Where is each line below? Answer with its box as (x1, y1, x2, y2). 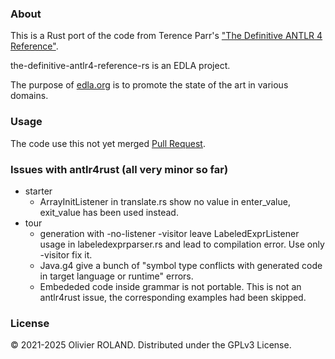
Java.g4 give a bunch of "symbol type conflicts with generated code (39, 259, 323, 271)
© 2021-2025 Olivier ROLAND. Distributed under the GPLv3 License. (10, 339, 292, 351)
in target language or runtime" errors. (39, 270, 194, 282)
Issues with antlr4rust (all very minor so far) (10, 162, 229, 176)
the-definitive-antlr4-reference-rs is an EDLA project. (10, 60, 231, 72)
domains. (10, 90, 49, 102)
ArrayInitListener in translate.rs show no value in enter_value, (39, 195, 291, 207)
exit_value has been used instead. (39, 206, 179, 218)
